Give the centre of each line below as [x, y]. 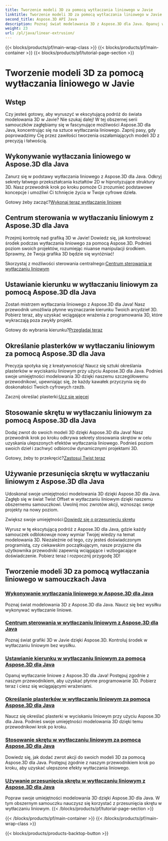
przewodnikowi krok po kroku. [36, 727]
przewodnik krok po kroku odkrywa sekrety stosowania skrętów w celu [78, 438]
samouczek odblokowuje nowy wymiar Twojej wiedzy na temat [70, 534]
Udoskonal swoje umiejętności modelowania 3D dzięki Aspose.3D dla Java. [83, 494]
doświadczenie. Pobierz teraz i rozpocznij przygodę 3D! [63, 556]
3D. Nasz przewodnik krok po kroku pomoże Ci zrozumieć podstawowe [79, 187]
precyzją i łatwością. [26, 141]
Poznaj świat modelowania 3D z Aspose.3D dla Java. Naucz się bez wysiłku [83, 604]
